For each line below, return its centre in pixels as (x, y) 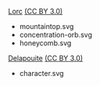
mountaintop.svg (46, 26)
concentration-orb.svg (55, 35)
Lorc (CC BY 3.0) (36, 11)
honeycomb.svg (45, 43)
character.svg (41, 73)
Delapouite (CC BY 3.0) (46, 58)
